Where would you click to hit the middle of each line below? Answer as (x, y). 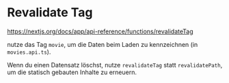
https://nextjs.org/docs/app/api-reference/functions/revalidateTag (100, 31)
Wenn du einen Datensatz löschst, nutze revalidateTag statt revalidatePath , (115, 65)
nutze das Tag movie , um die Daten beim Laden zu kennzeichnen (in (103, 44)
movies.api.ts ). (29, 52)
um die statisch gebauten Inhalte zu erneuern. (72, 72)
